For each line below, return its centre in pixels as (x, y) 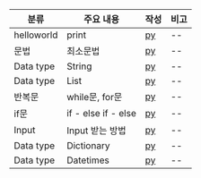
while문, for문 (95, 97)
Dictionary (88, 145)
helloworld (36, 35)
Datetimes (88, 160)
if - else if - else (101, 113)
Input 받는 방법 (96, 131)
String (79, 66)
